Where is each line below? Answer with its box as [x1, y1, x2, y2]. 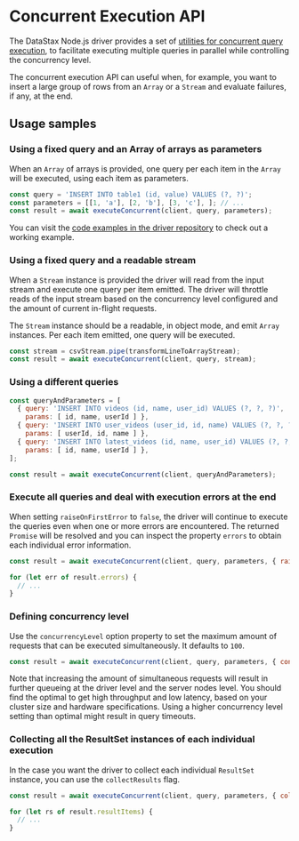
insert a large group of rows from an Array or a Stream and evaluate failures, [9, 81, 287, 92]
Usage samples [9, 116, 97, 132]
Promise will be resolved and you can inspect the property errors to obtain [9, 530, 282, 541]
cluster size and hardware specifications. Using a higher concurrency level [9, 701, 283, 712]
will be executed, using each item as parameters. [9, 172, 190, 183]
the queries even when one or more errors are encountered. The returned [9, 520, 279, 531]
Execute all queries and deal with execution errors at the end [9, 491, 277, 503]
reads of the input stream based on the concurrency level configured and [9, 293, 279, 304]
